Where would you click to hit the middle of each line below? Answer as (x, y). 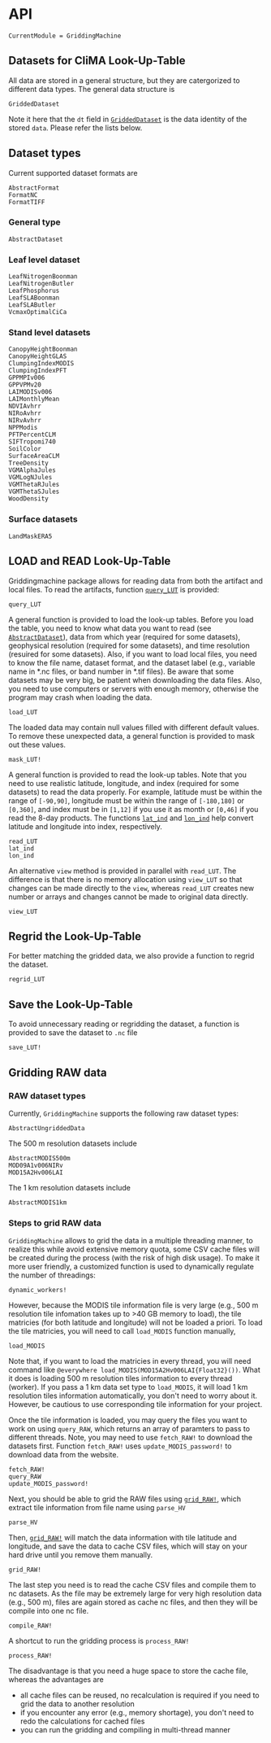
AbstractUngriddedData (47, 1128)
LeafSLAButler (32, 305)
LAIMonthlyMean (34, 400)
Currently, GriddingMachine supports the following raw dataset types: (124, 1113)
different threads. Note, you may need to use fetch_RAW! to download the (131, 1438)
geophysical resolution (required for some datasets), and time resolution (129, 645)
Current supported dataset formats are (73, 173)
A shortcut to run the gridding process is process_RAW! (99, 1641)
